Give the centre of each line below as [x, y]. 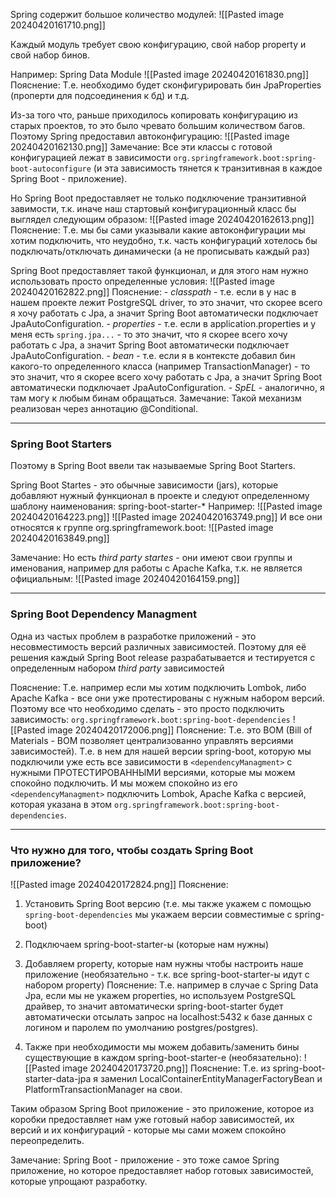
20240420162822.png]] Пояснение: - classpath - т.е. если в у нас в [153, 292]
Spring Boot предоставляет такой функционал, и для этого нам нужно [159, 270]
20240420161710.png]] [58, 25]
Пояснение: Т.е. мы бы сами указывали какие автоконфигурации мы [158, 230]
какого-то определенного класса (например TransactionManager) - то [160, 366]
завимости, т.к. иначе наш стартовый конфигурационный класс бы [153, 208]
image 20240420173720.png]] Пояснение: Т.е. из [166, 1068]
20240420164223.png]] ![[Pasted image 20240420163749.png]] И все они [166, 517]
